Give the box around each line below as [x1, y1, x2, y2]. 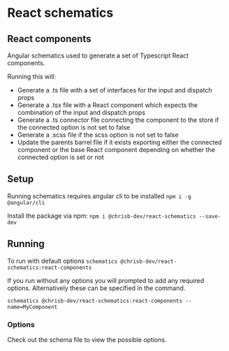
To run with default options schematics [7, 256, 118, 265]
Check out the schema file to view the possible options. [7, 335, 167, 344]
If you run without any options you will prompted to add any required [7, 276, 205, 284]
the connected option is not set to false [17, 123, 131, 131]
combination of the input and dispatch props [17, 109, 145, 116]
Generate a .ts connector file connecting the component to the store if [17, 116, 219, 124]
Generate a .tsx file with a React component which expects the [17, 101, 198, 109]
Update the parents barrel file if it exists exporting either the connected [17, 138, 222, 146]
